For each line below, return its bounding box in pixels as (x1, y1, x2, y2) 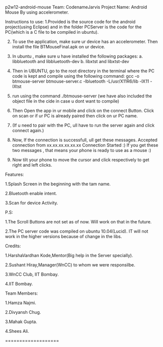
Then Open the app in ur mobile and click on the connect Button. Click (12, 108, 154, 113)
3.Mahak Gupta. (5, 319, 38, 325)
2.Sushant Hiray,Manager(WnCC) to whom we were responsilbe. (5, 262, 136, 268)
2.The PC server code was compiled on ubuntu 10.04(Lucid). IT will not (5, 228, 148, 234)
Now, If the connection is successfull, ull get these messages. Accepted (12, 137, 158, 143)
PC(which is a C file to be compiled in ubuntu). (5, 29, 99, 35)
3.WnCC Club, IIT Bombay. (5, 271, 59, 277)
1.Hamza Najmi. (5, 300, 37, 305)
